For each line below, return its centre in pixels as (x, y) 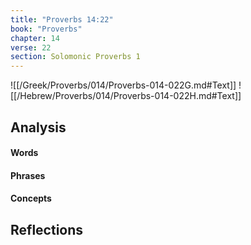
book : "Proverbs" (46, 29)
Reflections (47, 229)
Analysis (38, 127)
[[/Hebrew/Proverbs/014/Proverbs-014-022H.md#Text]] (126, 96)
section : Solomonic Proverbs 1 (75, 57)
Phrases (28, 175)
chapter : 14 (35, 38)
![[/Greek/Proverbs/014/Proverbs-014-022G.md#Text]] (123, 85)
